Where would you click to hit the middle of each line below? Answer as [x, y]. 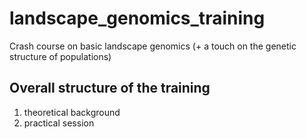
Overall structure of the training [110, 88]
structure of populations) [60, 56]
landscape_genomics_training [137, 18]
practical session [59, 123]
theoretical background [72, 112]
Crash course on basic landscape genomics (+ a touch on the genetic [153, 46]
